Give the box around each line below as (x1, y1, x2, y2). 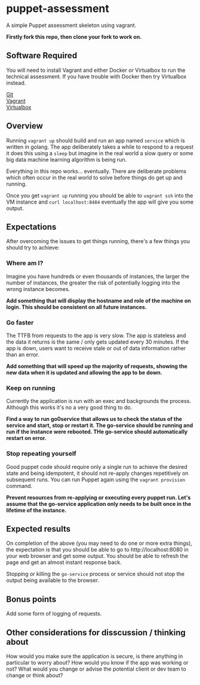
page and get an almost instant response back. (6, 559, 122, 566)
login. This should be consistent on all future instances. (6, 303, 147, 310)
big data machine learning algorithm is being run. (6, 156, 127, 163)
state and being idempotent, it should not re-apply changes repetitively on (6, 469, 189, 477)
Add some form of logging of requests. (6, 610, 102, 617)
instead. (6, 79, 26, 86)
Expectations (6, 222, 57, 232)
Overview (6, 121, 44, 131)
